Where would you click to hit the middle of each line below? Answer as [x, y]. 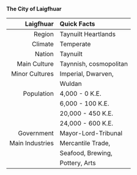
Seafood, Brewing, [86, 153]
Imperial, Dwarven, [87, 74]
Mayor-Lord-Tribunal [91, 133]
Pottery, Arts [78, 163]
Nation [44, 54]
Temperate [75, 44]
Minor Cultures [32, 74]
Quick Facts [77, 24]
